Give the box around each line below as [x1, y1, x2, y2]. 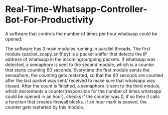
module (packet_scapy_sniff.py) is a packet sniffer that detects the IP [5, 51, 147, 57]
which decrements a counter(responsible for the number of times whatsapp [5, 88, 161, 94]
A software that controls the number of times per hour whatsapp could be [5, 30, 157, 36]
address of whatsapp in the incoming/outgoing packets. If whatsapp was [5, 56, 156, 62]
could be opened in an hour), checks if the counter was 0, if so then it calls [5, 93, 160, 99]
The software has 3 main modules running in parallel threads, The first [5, 45, 150, 51]
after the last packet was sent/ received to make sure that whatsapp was [5, 77, 155, 83]
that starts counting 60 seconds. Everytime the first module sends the [5, 66, 150, 73]
